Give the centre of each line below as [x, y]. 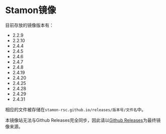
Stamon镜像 [31, 10]
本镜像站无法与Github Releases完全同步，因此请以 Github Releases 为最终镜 [83, 120]
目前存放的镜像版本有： [29, 25]
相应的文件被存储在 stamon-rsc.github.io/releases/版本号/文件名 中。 [76, 109]
